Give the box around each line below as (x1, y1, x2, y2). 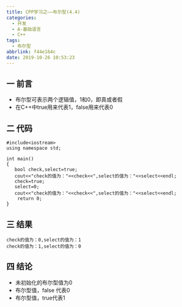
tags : (6, 37, 20, 43)
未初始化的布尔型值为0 (15, 279, 73, 286)
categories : (6, 15, 37, 21)
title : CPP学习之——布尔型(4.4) (6, 9, 81, 15)
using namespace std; (6, 145, 62, 152)
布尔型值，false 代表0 (15, 286, 70, 294)
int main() (6, 156, 34, 162)
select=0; (14, 184, 40, 190)
